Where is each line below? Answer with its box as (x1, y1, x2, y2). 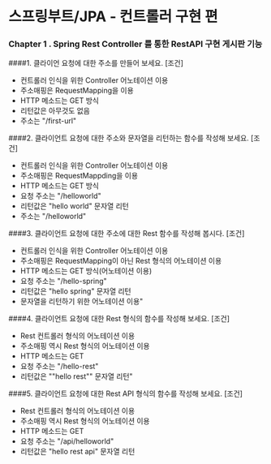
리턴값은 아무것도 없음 (19, 106, 91, 116)
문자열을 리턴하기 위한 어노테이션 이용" (19, 297, 144, 307)
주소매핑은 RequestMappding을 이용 (19, 171, 139, 181)
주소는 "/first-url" (19, 116, 77, 126)
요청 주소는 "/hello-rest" (19, 362, 99, 372)
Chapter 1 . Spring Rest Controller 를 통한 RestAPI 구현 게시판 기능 (8, 38, 263, 49)
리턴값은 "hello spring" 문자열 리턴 (19, 286, 131, 296)
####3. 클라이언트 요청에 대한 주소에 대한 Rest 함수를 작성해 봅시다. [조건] (8, 229, 245, 238)
